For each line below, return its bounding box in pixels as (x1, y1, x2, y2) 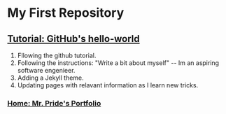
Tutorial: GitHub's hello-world (7, 33, 140, 45)
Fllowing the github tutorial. (17, 51, 97, 59)
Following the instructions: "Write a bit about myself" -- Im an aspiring (17, 59, 219, 67)
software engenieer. (17, 66, 76, 74)
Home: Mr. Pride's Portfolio (7, 98, 101, 108)
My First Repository (7, 5, 125, 21)
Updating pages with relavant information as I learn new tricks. (17, 81, 199, 89)
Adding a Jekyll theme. (17, 73, 84, 82)
